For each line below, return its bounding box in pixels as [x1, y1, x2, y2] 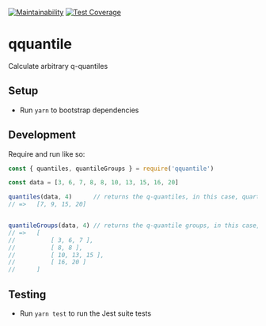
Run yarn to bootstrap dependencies [19, 105, 139, 115]
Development [8, 128, 77, 142]
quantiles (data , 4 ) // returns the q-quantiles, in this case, [8, 193, 239, 201]
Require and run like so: [8, 149, 85, 158]
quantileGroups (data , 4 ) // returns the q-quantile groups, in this [8, 222, 239, 229]
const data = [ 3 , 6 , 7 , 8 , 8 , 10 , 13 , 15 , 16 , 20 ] [8, 179, 180, 187]
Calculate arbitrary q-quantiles [8, 61, 108, 70]
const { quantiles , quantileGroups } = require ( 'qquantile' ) [8, 165, 215, 172]
